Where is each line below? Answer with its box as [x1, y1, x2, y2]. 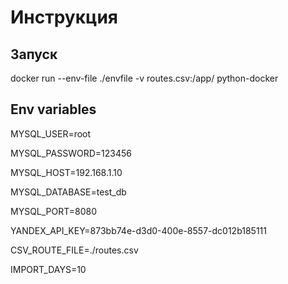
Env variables [10, 101, 97, 118]
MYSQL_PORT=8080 [10, 205, 98, 217]
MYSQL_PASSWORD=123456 [10, 147, 132, 159]
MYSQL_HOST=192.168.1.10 [10, 166, 123, 178]
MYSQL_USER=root [10, 127, 92, 140]
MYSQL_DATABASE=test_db [10, 186, 127, 198]
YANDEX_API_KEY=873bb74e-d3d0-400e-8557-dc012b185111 [10, 224, 267, 236]
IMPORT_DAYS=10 [10, 263, 87, 275]
